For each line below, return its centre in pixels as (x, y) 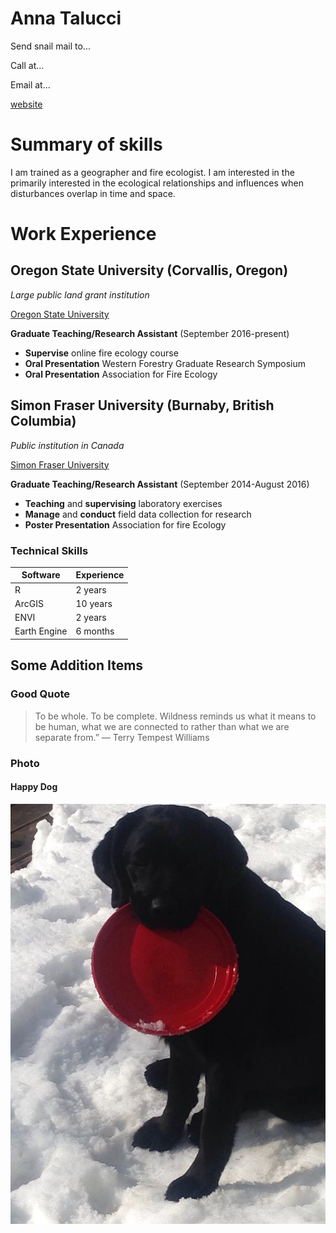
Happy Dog (34, 787)
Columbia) (43, 421)
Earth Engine (41, 631)
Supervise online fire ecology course (101, 353)
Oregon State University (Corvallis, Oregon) (149, 270)
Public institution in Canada (67, 445)
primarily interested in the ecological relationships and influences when (157, 183)
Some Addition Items (77, 665)
